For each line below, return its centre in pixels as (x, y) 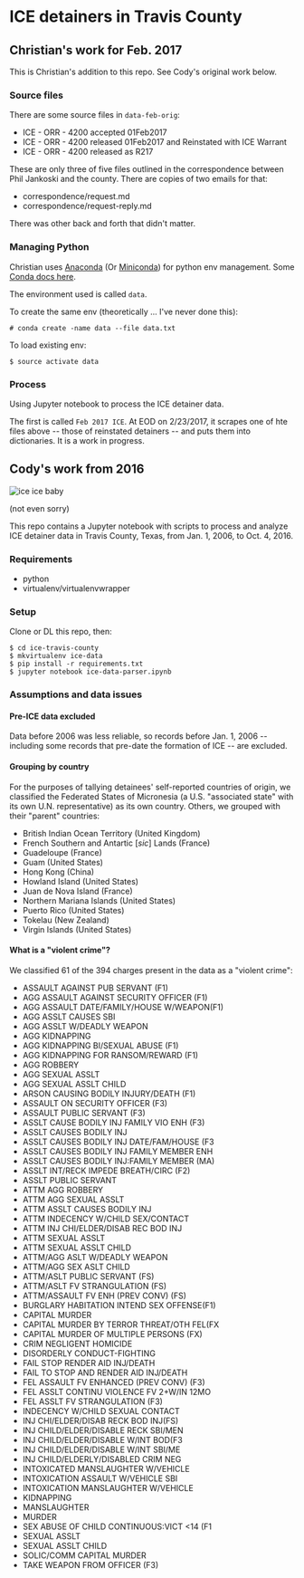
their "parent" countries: (55, 816)
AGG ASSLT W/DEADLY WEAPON (85, 1026)
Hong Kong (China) (58, 872)
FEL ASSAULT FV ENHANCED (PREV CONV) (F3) (114, 1382)
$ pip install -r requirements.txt (76, 664)
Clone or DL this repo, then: (61, 632)
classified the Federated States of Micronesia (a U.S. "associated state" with (152, 796)
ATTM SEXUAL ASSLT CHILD (77, 1248)
